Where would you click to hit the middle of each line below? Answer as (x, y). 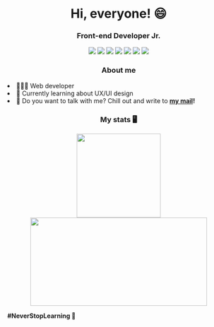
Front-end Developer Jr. (119, 36)
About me (119, 71)
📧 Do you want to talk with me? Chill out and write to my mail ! (106, 100)
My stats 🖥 (119, 119)
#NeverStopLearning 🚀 (42, 316)
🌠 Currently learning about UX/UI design (75, 93)
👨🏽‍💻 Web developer (46, 85)
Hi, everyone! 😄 (119, 14)
